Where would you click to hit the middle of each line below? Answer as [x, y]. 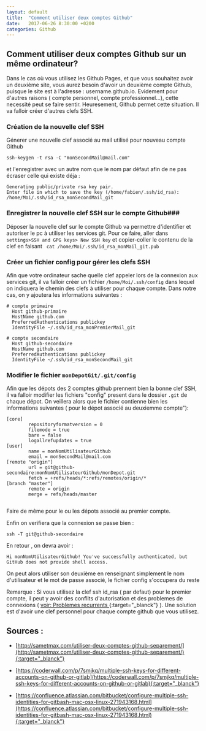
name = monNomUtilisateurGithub [70, 451]
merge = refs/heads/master [63, 494]
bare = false [45, 435]
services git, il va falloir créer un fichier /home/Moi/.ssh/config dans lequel [101, 281]
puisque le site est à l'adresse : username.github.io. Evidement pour [92, 91]
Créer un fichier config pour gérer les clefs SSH [78, 262]
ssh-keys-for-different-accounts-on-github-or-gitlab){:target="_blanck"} [107, 684]
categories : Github [31, 29]
